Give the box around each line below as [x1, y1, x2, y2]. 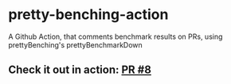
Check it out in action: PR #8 [8, 63, 151, 77]
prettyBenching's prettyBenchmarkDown [8, 40, 143, 49]
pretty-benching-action [8, 6, 169, 24]
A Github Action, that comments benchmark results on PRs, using [8, 32, 223, 41]
